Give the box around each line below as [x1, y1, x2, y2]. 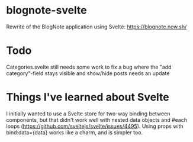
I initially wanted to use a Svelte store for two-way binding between [6, 110, 171, 117]
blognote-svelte [6, 4, 87, 17]
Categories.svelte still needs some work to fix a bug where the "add [6, 63, 172, 70]
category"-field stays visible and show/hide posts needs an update [6, 69, 170, 77]
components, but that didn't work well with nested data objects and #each [6, 116, 188, 123]
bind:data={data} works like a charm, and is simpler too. [6, 128, 143, 136]
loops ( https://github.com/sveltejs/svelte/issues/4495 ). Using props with [6, 122, 184, 130]
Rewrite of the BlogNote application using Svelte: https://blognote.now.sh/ [6, 23, 187, 30]
